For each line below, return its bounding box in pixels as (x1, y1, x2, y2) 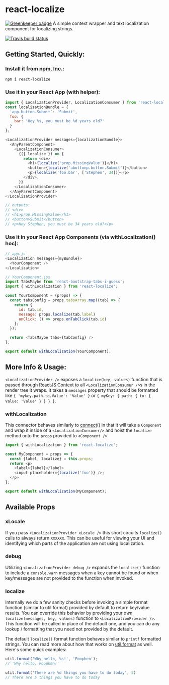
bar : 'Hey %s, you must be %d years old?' (14, 119, 105, 124)
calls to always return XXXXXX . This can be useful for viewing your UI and (5, 535, 155, 541)
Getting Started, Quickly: (5, 50, 85, 59)
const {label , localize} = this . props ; (10, 456, 94, 461)
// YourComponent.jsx (5, 275, 51, 280)
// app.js (5, 251, 26, 256)
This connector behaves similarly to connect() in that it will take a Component (5, 422, 162, 428)
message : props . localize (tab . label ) (18, 312, 96, 317)
